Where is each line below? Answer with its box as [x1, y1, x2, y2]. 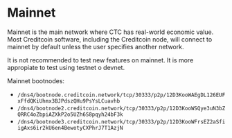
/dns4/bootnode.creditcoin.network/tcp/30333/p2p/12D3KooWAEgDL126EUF [17, 92, 226, 98]
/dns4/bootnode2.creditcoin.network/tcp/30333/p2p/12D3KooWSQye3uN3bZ [17, 105, 226, 112]
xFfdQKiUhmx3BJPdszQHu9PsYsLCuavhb [17, 97, 121, 105]
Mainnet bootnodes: [7, 76, 64, 85]
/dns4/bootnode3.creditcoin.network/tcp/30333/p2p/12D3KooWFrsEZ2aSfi [17, 118, 226, 126]
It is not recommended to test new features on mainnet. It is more [7, 55, 194, 64]
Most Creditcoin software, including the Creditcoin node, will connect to [7, 35, 213, 43]
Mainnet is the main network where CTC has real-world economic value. [7, 28, 214, 36]
